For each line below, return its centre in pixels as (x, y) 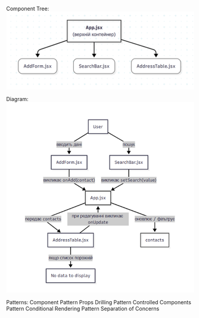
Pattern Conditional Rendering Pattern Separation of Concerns (83, 308)
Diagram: (17, 99)
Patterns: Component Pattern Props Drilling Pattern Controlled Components (99, 302)
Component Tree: (28, 9)
